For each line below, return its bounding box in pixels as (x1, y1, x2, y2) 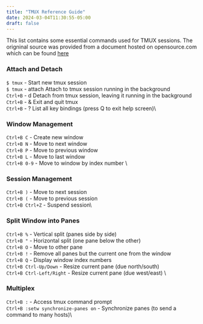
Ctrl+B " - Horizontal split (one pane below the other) (6, 236, 141, 244)
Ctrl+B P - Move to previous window (6, 146, 98, 154)
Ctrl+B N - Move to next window (6, 140, 88, 147)
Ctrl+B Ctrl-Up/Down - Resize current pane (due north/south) (6, 263, 160, 270)
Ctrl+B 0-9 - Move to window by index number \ (6, 159, 128, 167)
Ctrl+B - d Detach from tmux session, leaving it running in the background (6, 92, 192, 99)
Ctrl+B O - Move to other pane (6, 243, 83, 250)
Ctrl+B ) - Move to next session (6, 188, 87, 196)
